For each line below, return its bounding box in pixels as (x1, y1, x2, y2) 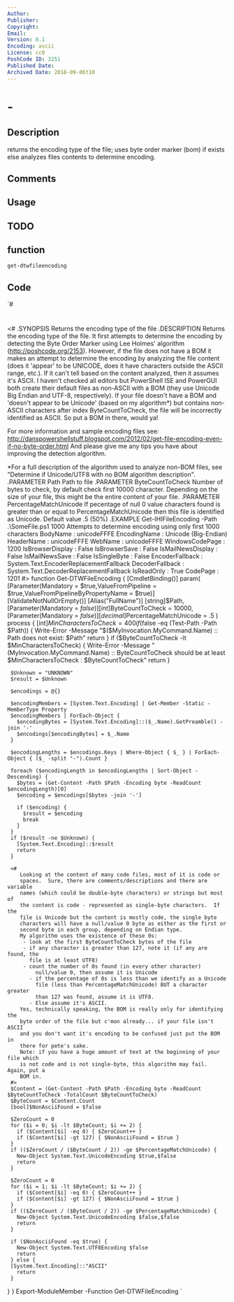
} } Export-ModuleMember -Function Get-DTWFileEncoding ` (7, 1287, 183, 1296)
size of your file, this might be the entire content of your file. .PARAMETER (7, 493, 220, 501)
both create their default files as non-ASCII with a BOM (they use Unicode (7, 384, 220, 392)
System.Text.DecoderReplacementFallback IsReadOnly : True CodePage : (7, 567, 219, 575)
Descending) (7, 774, 42, 781)
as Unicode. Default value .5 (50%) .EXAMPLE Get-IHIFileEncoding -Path (7, 515, 218, 523)
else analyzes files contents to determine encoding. (7, 152, 156, 161)
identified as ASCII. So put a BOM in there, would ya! (7, 414, 159, 422)
